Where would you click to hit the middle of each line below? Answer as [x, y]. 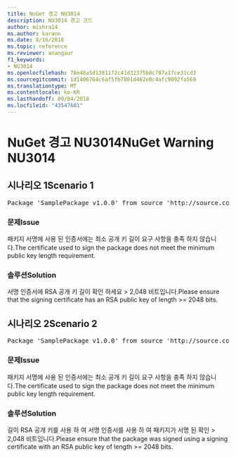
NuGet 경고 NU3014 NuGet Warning [111, 143]
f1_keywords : [26, 60]
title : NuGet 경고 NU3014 [44, 14]
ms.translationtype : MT [42, 86]
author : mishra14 [33, 27]
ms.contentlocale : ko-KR [44, 92]
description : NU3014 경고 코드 [50, 20]
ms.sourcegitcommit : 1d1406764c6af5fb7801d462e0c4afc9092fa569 [102, 79]
